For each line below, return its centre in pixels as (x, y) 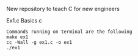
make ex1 (17, 37)
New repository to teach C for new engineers (63, 9)
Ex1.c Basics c (24, 20)
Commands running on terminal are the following (69, 32)
